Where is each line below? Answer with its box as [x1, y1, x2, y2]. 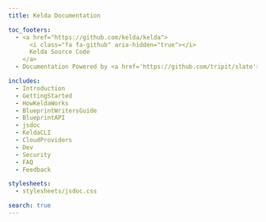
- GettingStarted [15, 92, 73, 100]
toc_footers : [8, 25, 51, 34]
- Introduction [15, 84, 66, 92]
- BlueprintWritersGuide [15, 106, 97, 115]
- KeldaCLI [15, 128, 51, 137]
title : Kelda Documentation [8, 11, 101, 20]
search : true [8, 201, 51, 210]
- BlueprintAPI [15, 114, 66, 122]
